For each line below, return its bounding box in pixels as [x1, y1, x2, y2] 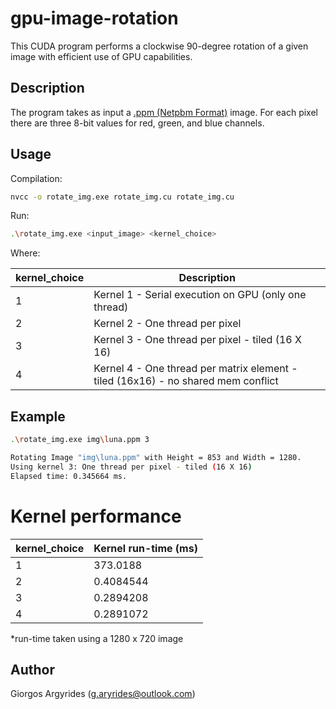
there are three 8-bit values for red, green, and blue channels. [10, 117, 265, 129]
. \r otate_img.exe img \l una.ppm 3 [10, 435, 150, 445]
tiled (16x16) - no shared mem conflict [93, 374, 279, 388]
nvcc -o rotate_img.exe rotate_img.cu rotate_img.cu [10, 192, 235, 202]
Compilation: [10, 172, 63, 184]
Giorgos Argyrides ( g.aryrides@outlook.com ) [10, 688, 196, 700]
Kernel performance [10, 505, 182, 527]
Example [10, 408, 66, 425]
